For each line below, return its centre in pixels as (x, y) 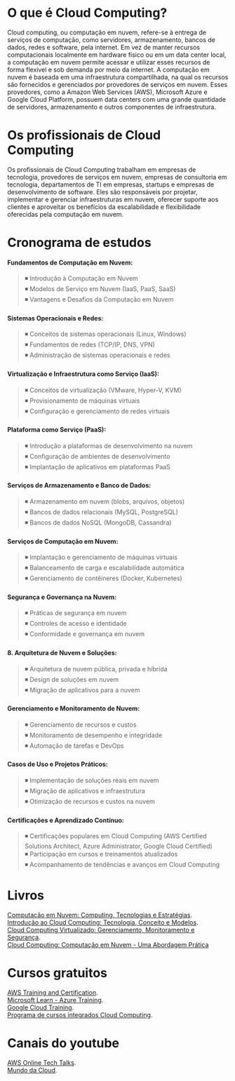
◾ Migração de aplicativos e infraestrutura (85, 791)
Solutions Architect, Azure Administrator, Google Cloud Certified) (118, 846)
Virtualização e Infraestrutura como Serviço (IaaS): (83, 374)
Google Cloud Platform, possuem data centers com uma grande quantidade (117, 99)
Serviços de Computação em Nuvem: (63, 541)
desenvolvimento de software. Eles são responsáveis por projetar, (102, 192)
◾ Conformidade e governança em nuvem (85, 634)
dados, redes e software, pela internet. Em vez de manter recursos (104, 47)
